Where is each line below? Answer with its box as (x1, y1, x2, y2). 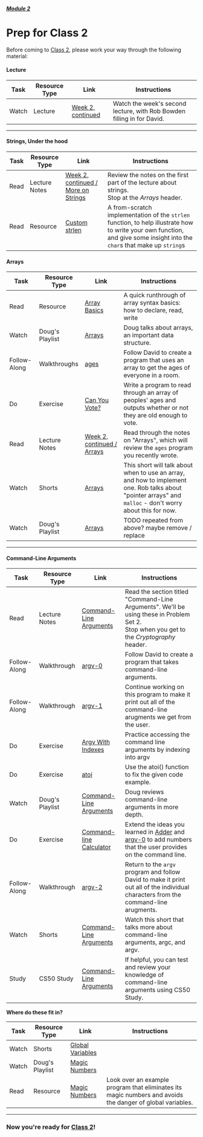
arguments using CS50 (124, 986, 190, 994)
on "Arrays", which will (123, 436, 188, 444)
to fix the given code (124, 771, 183, 779)
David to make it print (124, 875, 185, 884)
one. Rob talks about (123, 484, 182, 492)
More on (65, 186, 89, 194)
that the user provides (124, 843, 187, 852)
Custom (65, 218, 88, 227)
